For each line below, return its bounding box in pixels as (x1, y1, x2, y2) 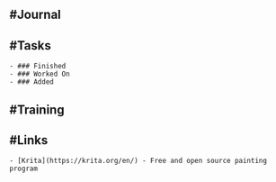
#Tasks (9, 38, 52, 53)
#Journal (9, 7, 61, 23)
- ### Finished (9, 62, 67, 71)
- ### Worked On (9, 69, 70, 79)
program (9, 164, 39, 174)
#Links (9, 132, 49, 148)
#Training (9, 102, 65, 117)
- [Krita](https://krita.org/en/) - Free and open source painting (9, 157, 268, 166)
